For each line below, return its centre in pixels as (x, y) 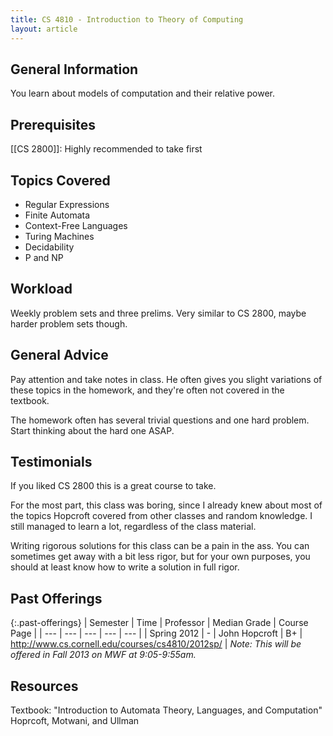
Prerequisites (53, 124)
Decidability (49, 247)
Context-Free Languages (76, 225)
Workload (41, 289)
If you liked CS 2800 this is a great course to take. (113, 486)
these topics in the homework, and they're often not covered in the (147, 390)
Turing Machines (59, 236)
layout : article (44, 29)
